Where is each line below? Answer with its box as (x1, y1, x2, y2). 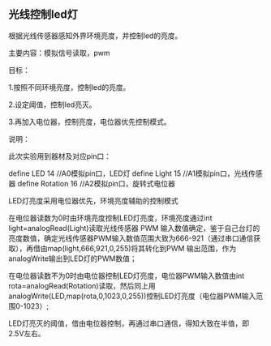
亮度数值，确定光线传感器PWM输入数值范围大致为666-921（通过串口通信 (8, 233, 254, 243)
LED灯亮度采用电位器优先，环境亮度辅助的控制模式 (8, 195, 179, 205)
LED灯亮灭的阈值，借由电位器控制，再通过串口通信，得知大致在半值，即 (8, 318, 250, 328)
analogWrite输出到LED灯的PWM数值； (8, 254, 137, 263)
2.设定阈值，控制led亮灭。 (8, 100, 97, 109)
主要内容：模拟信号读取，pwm (8, 48, 111, 58)
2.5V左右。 (8, 328, 46, 338)
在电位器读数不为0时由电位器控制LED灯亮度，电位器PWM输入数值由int (8, 271, 245, 280)
